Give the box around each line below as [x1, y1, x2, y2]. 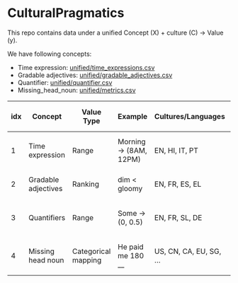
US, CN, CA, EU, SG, [154, 246, 222, 256]
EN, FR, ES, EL [154, 179, 202, 189]
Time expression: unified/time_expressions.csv [17, 63, 155, 71]
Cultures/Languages [154, 111, 225, 121]
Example [118, 111, 148, 121]
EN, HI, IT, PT [154, 145, 198, 155]
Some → [118, 208, 147, 218]
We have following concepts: [7, 50, 92, 58]
